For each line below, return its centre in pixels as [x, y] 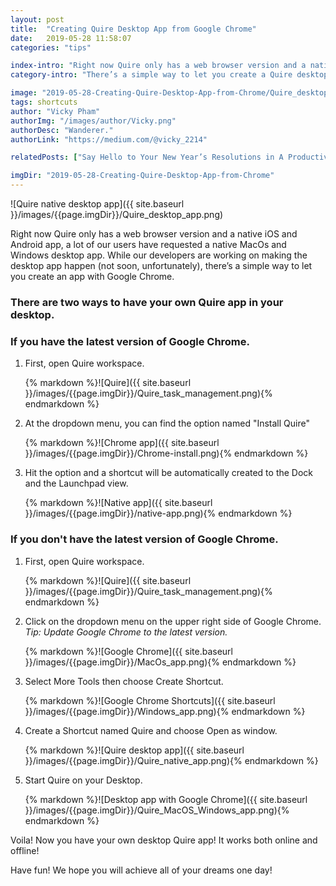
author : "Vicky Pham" [55, 111]
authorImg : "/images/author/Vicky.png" [93, 121]
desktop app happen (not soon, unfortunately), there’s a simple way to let [161, 265]
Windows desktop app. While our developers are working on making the [159, 255]
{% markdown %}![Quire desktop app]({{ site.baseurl [134, 750]
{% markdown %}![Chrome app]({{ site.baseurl [122, 443]
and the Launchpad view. [76, 483]
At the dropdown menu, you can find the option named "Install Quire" [167, 423]
